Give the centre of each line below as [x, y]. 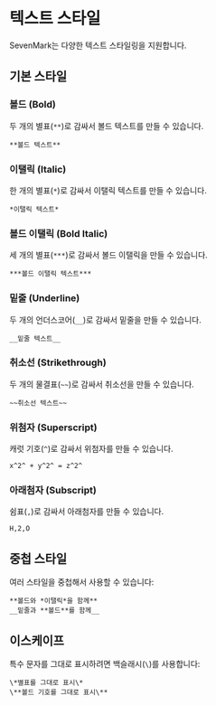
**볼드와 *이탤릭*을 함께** [53, 601]
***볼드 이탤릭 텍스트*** [51, 274]
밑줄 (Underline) [45, 298]
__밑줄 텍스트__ [35, 338]
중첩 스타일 [38, 558]
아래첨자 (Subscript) [53, 491]
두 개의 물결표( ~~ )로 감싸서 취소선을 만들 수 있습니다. [102, 384]
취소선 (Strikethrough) [58, 362]
